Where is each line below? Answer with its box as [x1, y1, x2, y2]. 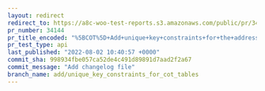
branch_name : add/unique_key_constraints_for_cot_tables [7, 70, 199, 78]
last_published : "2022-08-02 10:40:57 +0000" [7, 48, 160, 56]
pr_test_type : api [7, 41, 68, 49]
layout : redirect [7, 11, 65, 20]
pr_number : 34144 [7, 26, 65, 34]
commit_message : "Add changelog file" [7, 63, 135, 71]
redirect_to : [7, 19, 51, 27]
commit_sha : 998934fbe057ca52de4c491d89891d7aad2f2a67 [7, 56, 192, 64]
